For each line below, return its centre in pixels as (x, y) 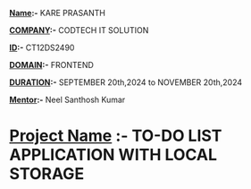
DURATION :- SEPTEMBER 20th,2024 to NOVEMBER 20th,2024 (126, 82)
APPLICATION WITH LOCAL (113, 155)
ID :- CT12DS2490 (42, 47)
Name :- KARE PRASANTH (57, 13)
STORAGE (47, 174)
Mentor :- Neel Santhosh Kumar (67, 99)
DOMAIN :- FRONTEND (51, 65)
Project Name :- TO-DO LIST (116, 136)
